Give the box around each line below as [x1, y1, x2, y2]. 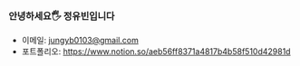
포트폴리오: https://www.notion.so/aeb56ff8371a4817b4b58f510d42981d [21, 46, 291, 57]
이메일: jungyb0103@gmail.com [21, 35, 140, 46]
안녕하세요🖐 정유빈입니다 [8, 9, 115, 22]
